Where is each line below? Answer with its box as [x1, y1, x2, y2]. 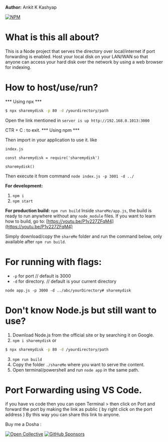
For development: [5, 183, 43, 189]
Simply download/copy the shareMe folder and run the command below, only [5, 233, 162, 239]
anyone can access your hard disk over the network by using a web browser [5, 59, 163, 65]
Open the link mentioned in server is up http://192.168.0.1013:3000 [5, 117, 150, 123]
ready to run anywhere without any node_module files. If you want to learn [5, 213, 156, 219]
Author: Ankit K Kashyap [5, 5, 57, 10]
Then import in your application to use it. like [5, 137, 97, 143]
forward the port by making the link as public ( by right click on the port [5, 406, 152, 412]
